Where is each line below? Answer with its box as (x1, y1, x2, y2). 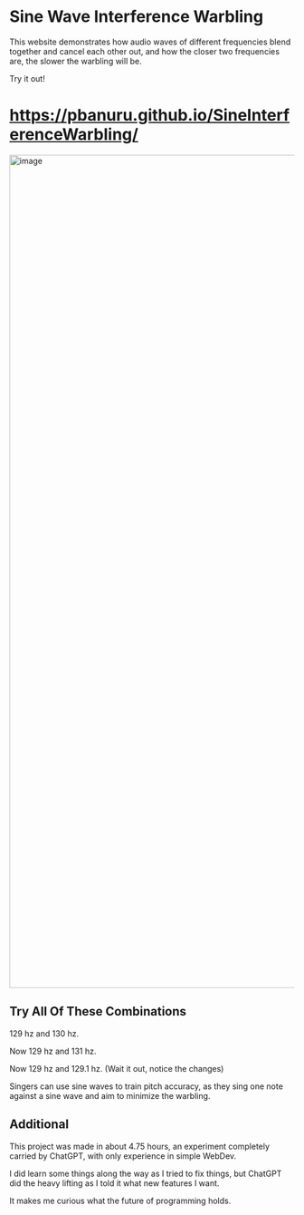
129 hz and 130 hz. (9, 1027, 80, 1039)
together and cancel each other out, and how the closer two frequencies (9, 45, 280, 56)
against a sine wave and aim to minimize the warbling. (9, 1090, 211, 1101)
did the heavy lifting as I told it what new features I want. (9, 1177, 220, 1189)
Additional (9, 1117, 70, 1132)
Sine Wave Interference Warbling (9, 6, 264, 27)
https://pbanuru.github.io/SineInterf (9, 105, 290, 126)
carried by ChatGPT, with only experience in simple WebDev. (9, 1150, 237, 1162)
